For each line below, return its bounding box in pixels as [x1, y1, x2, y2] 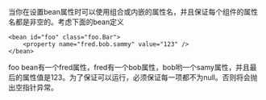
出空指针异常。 [8, 83, 58, 92]
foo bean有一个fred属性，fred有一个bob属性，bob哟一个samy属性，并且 [8, 63, 250, 72]
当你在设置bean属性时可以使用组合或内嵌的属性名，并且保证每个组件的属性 [8, 7, 259, 16]
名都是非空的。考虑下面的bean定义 [8, 17, 125, 27]
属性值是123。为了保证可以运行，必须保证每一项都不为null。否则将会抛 [22, 73, 258, 82]
